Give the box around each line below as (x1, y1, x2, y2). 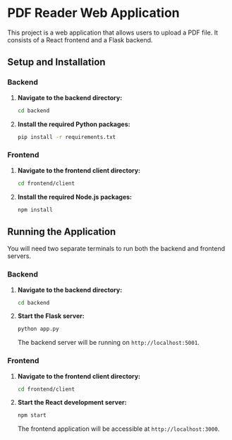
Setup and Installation (7, 56, 106, 68)
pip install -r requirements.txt (17, 133, 116, 140)
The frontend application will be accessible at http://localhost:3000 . (17, 424, 220, 433)
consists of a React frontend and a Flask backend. (7, 35, 153, 44)
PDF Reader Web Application (7, 5, 180, 21)
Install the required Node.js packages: (17, 192, 133, 201)
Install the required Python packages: (17, 120, 130, 128)
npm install (17, 206, 53, 213)
